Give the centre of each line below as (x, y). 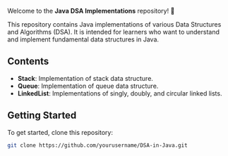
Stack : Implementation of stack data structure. (85, 78)
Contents (28, 61)
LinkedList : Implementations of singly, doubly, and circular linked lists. (120, 93)
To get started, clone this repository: (60, 132)
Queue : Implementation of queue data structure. (88, 86)
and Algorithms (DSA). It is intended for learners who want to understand (114, 32)
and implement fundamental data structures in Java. (83, 39)
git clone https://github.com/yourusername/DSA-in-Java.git (98, 145)
